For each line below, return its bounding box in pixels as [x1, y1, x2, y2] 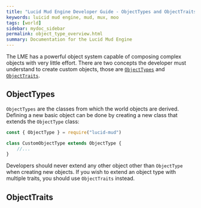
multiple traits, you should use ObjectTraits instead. [6, 175, 135, 182]
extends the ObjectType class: [6, 118, 80, 125]
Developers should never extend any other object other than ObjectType [6, 162, 183, 169]
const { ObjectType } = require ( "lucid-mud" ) [6, 129, 121, 135]
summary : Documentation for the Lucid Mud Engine [6, 36, 133, 42]
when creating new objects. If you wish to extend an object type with [6, 169, 176, 176]
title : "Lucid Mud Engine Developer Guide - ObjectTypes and [6, 8, 162, 15]
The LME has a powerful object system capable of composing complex [6, 53, 181, 60]
